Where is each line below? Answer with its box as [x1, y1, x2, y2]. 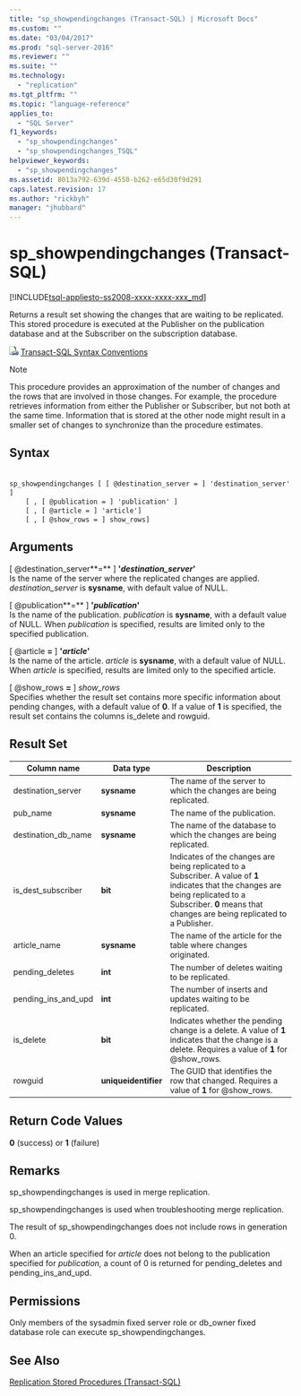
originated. [169, 950, 211, 961]
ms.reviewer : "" [9, 52, 70, 62]
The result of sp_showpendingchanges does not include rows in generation [9, 1221, 288, 1232]
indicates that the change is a [169, 1035, 279, 1045]
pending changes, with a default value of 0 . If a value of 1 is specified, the [9, 701, 282, 711]
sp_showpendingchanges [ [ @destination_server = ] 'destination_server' [9, 479, 291, 488]
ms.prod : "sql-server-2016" [9, 43, 115, 52]
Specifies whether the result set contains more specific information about [9, 691, 280, 702]
